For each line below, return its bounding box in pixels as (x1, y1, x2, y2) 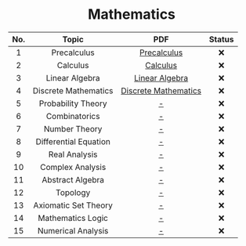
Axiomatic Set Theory (33, 200, 114, 211)
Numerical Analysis (38, 225, 109, 236)
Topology (56, 186, 91, 197)
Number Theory (43, 123, 103, 134)
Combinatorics (45, 110, 100, 121)
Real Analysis (48, 149, 98, 160)
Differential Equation (35, 136, 111, 147)
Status (208, 34, 234, 45)
